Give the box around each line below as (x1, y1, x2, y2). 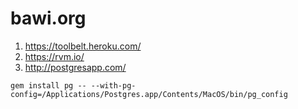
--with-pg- (90, 80, 137, 91)
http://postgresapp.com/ (24, 61, 127, 73)
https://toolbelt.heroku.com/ (24, 40, 142, 52)
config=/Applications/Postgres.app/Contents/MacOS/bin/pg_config (10, 89, 288, 99)
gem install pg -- (10, 80, 87, 91)
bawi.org (10, 7, 87, 30)
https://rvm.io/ (24, 50, 85, 62)
